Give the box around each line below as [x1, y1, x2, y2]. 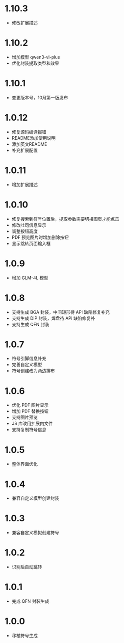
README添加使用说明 [11, 135, 56, 141]
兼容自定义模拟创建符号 [11, 530, 59, 536]
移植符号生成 [11, 633, 38, 638]
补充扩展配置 [11, 147, 38, 153]
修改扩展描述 [11, 20, 38, 26]
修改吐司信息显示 [11, 222, 47, 228]
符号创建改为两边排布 [11, 368, 55, 374]
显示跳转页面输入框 [11, 240, 51, 246]
